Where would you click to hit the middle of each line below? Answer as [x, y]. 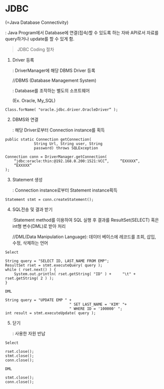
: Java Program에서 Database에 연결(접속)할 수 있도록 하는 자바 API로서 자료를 [82, 32]
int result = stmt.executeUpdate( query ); [51, 313]
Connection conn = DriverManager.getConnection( [56, 157]
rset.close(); [20, 351]
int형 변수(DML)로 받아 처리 [39, 226]
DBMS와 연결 [25, 119]
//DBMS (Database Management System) [54, 80]
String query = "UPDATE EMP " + [38, 300]
